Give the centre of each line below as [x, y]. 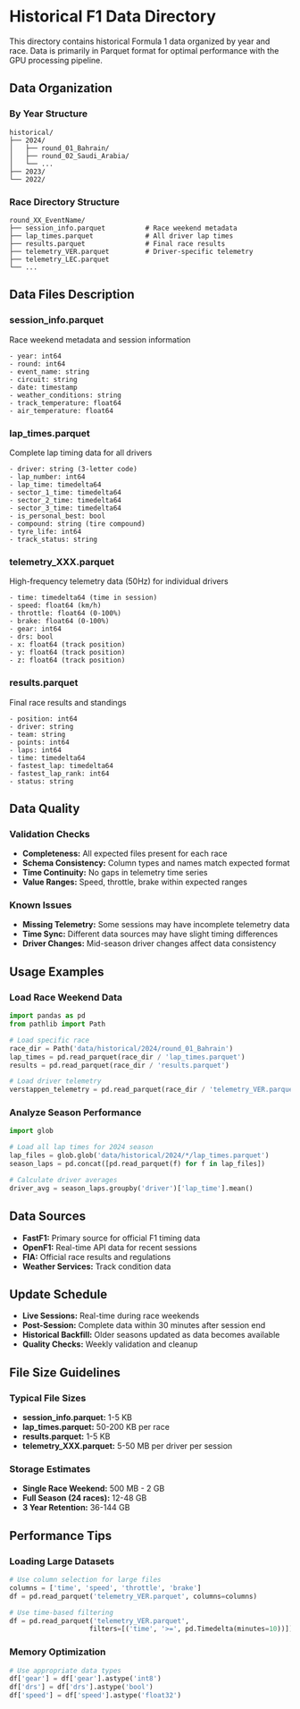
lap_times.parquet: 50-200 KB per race [96, 1427]
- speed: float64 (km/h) [55, 605]
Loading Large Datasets [62, 1561]
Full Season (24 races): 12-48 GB [84, 1498]
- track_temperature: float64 [66, 403]
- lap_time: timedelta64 [55, 485]
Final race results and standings [68, 702]
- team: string [37, 734]
